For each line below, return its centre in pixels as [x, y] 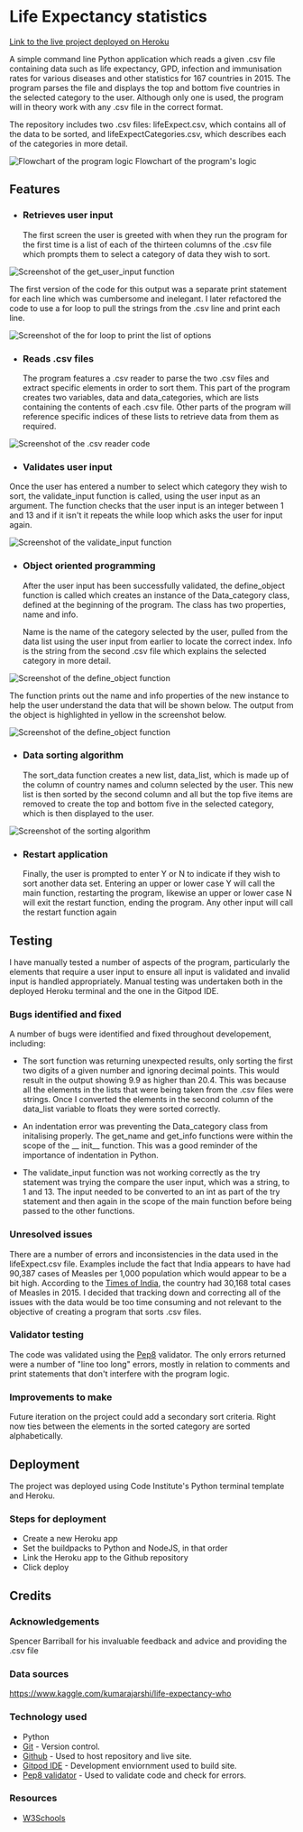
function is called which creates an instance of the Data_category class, [156, 595]
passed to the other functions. [78, 1211]
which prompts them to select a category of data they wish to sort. [146, 253]
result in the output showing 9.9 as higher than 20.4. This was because [154, 1081]
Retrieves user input [68, 216]
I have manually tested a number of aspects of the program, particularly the [150, 962]
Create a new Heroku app [70, 1539]
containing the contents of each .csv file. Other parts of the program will [156, 407]
